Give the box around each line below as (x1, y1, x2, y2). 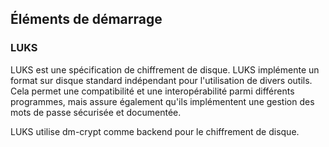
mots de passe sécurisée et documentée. (10, 106, 182, 118)
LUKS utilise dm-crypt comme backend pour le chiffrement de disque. (10, 125, 300, 137)
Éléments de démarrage (10, 11, 163, 28)
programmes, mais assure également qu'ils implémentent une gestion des (10, 95, 315, 107)
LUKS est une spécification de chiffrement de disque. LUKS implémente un (10, 63, 320, 76)
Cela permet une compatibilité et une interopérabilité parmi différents (10, 85, 295, 97)
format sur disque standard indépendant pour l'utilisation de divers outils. (10, 74, 313, 86)
